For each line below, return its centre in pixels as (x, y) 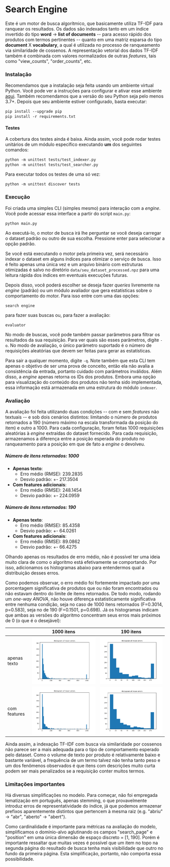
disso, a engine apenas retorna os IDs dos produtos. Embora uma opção (80, 376)
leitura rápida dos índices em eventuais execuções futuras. (67, 275)
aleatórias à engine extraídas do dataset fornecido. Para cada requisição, (81, 433)
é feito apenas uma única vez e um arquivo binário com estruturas (74, 264)
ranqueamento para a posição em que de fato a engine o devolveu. (75, 444)
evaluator (16, 325)
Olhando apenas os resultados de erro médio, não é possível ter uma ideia (83, 557)
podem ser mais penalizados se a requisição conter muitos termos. (75, 771)
